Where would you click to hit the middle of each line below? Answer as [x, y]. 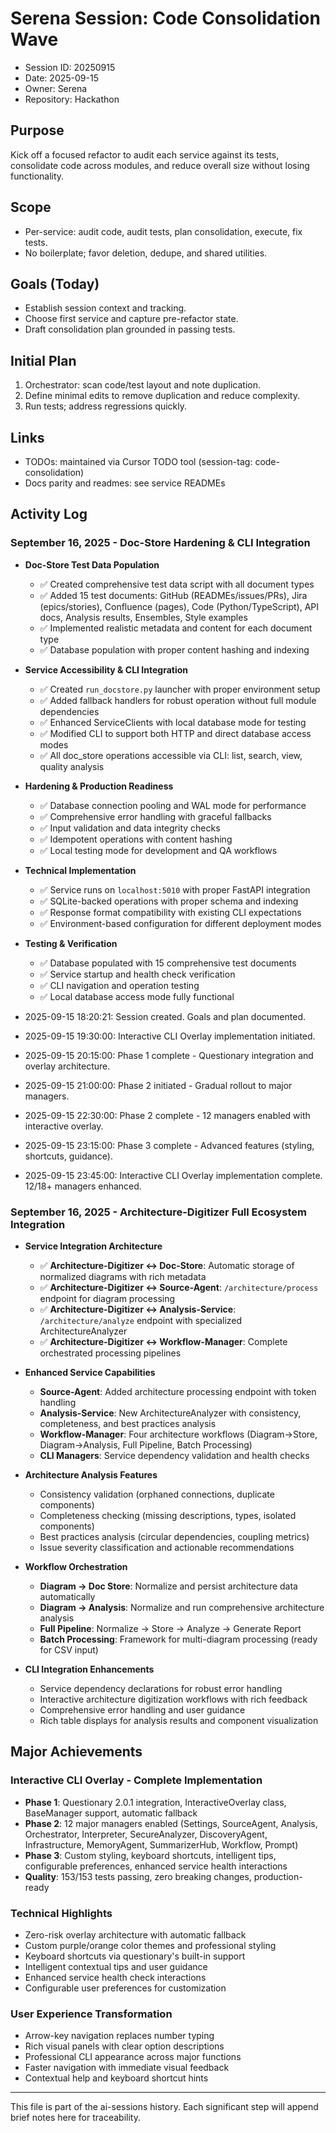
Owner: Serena [56, 88]
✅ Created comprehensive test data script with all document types [177, 584]
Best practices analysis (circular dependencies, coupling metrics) [174, 1536]
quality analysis [72, 766]
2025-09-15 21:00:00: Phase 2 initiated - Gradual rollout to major [158, 1085]
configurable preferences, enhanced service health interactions [156, 1866]
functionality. [37, 176]
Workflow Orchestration [76, 1566]
